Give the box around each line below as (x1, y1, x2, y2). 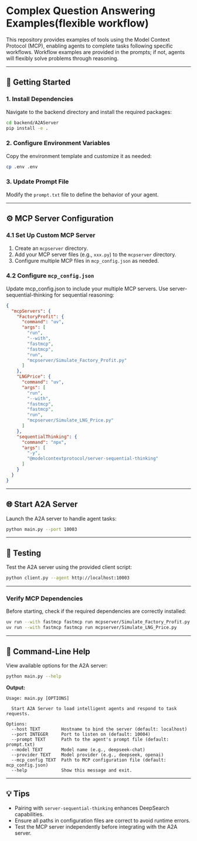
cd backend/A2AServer (6, 119, 59, 126)
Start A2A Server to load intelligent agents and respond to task (11, 705, 177, 712)
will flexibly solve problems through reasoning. (6, 55, 119, 62)
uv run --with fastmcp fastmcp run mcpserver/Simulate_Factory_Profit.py (6, 619, 191, 625)
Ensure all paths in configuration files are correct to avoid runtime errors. (14, 817, 191, 824)
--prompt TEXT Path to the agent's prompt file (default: (11, 736, 169, 742)
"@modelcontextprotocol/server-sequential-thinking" (27, 455, 159, 462)
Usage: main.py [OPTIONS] (6, 695, 69, 701)
